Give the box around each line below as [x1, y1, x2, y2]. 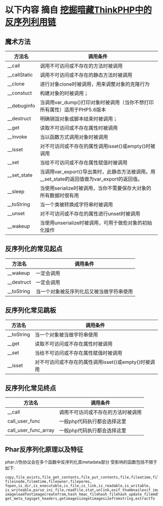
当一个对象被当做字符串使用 [34, 331, 98, 338]
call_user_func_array [7, 427, 55, 434]
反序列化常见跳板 [5, 306, 56, 314]
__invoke [7, 133, 28, 140]
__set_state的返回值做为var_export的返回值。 [40, 176, 143, 182]
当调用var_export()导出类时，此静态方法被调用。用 [40, 168, 156, 175]
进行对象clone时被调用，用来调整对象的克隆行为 [40, 81, 150, 88]
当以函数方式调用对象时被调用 [40, 134, 108, 140]
